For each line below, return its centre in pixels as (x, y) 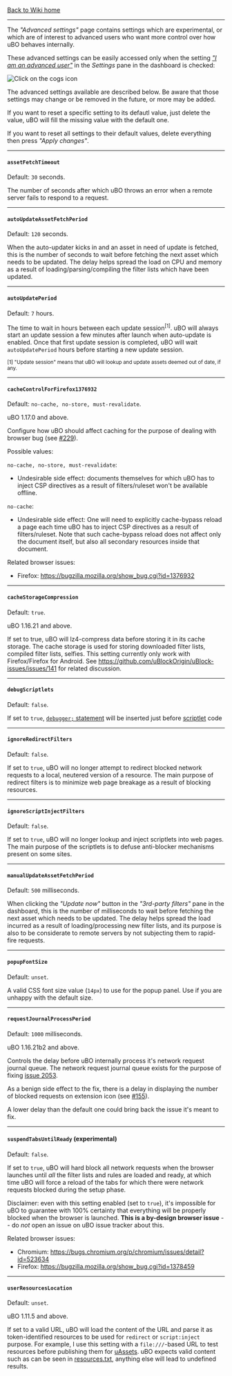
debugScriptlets (30, 690)
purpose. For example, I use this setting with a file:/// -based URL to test (113, 1344)
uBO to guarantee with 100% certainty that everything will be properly (107, 1210)
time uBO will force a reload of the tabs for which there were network (105, 1183)
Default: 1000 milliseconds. (45, 1034)
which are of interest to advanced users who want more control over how (112, 37)
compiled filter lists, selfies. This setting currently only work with (99, 653)
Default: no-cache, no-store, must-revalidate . (74, 404)
